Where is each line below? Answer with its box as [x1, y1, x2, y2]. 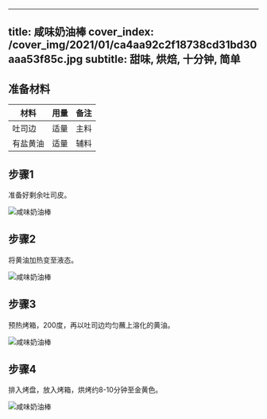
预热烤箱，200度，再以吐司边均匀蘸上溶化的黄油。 [8, 320, 175, 330]
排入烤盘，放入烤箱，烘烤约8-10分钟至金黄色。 [8, 385, 163, 394]
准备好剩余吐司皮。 [8, 190, 72, 200]
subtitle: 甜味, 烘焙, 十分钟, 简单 [84, 52, 241, 66]
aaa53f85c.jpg [8, 52, 83, 66]
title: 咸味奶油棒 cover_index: [8, 25, 155, 39]
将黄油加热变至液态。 [8, 255, 78, 265]
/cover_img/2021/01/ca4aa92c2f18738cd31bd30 [8, 38, 257, 52]
